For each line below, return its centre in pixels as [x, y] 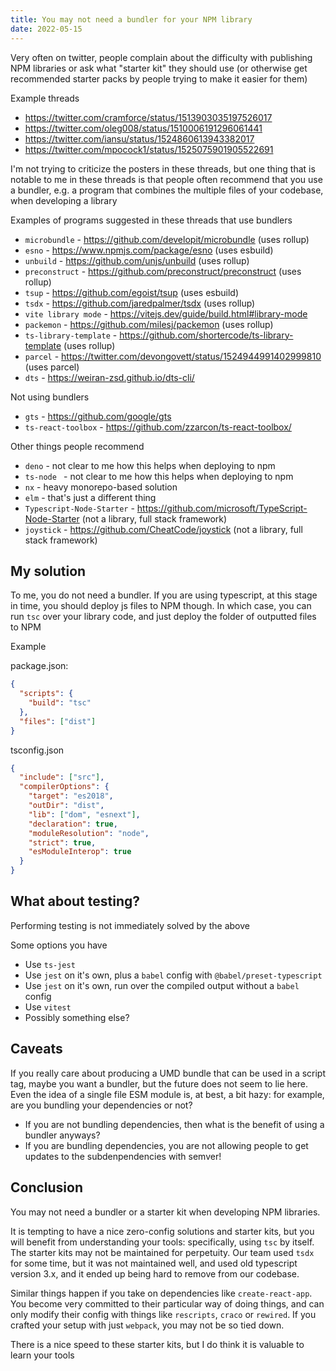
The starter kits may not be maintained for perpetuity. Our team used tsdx [162, 1252]
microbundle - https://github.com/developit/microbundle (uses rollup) [167, 239]
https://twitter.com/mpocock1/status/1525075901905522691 [149, 149]
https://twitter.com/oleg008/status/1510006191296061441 [143, 128]
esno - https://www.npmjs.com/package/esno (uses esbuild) [149, 250]
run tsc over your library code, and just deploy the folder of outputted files [163, 617]
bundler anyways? [62, 1135]
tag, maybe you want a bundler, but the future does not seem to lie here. [159, 1083]
